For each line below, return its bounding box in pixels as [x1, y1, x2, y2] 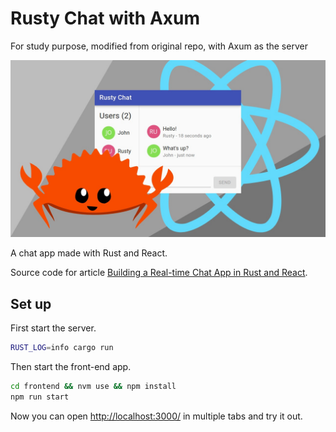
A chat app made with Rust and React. [10, 247, 168, 259]
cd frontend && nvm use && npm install [10, 382, 177, 392]
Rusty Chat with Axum [10, 7, 201, 30]
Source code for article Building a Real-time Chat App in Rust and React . [10, 267, 308, 279]
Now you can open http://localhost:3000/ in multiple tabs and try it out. [10, 410, 303, 422]
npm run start [10, 392, 70, 402]
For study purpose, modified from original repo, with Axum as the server [10, 40, 308, 52]
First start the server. [10, 322, 97, 334]
